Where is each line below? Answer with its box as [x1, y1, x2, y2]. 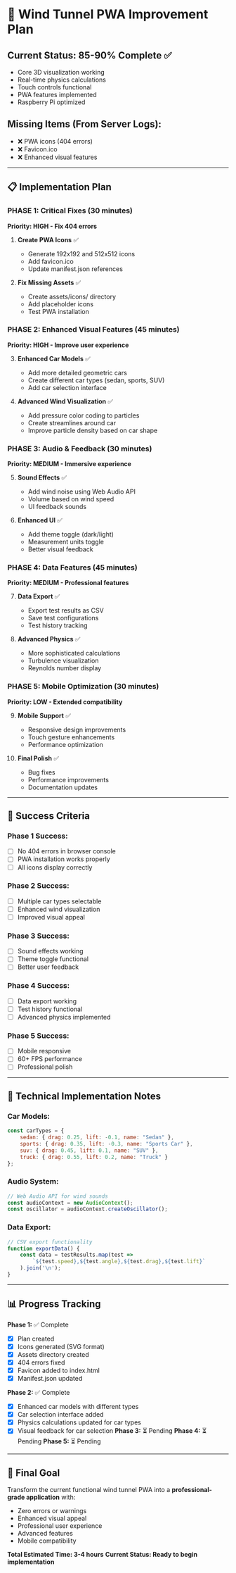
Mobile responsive [17, 1047, 72, 1055]
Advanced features [17, 1529, 74, 1538]
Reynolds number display [27, 664, 102, 672]
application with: [25, 1493, 76, 1502]
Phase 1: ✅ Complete [7, 1320, 69, 1329]
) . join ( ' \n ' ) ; [20, 1265, 61, 1272]
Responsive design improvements [27, 725, 126, 734]
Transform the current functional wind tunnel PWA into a [7, 1486, 171, 1494]
